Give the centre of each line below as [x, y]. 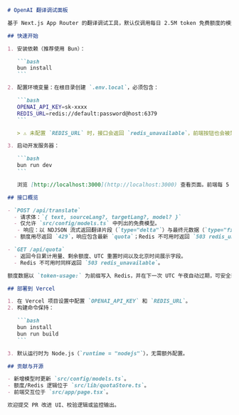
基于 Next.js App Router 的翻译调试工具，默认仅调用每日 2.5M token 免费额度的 [117, 23]
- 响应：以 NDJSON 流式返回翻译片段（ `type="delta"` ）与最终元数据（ [111, 230]
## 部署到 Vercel [31, 289]
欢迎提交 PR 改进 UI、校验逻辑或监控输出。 [64, 405]
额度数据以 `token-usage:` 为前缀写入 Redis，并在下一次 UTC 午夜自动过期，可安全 [119, 276]
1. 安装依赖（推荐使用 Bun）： [46, 49]
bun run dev [34, 166]
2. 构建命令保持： [31, 308]
